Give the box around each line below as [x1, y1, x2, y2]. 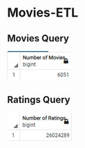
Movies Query [7, 33, 70, 44]
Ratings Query [7, 94, 70, 106]
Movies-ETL [7, 5, 79, 21]
